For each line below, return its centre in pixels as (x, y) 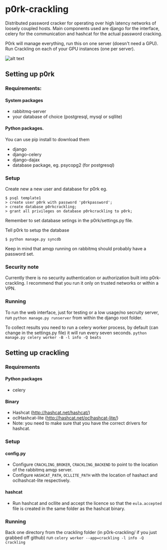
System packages (24, 100)
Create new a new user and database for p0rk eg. (56, 189)
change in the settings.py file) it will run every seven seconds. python (76, 333)
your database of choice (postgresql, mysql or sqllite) (67, 117)
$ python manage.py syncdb (33, 239)
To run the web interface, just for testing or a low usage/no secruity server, (82, 312)
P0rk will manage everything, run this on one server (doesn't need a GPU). (82, 43)
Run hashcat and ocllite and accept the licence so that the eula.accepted (87, 503)
